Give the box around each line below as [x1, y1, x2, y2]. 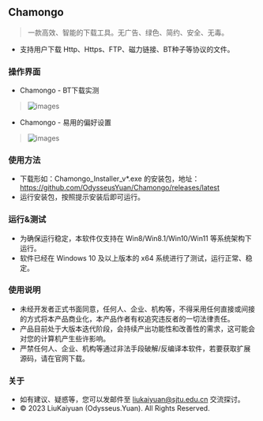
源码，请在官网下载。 [19, 353, 89, 363]
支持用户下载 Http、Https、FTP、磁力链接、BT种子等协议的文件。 [19, 44, 235, 54]
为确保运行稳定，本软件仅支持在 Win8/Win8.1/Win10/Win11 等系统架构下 [19, 233, 252, 242]
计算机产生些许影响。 [40, 333, 111, 343]
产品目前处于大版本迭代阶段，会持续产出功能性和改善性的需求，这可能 [19, 324, 249, 333]
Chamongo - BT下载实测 [19, 85, 100, 95]
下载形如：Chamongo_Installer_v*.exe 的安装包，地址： [19, 174, 200, 183]
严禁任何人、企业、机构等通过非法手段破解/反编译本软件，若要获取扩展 [19, 344, 251, 353]
